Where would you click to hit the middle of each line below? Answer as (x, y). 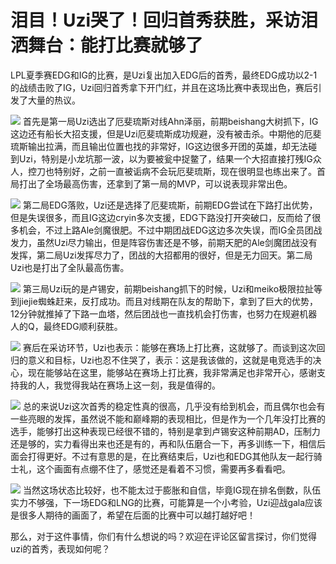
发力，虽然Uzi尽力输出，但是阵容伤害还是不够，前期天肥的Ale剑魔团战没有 (164, 242)
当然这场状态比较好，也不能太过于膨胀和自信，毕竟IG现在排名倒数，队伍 (172, 490)
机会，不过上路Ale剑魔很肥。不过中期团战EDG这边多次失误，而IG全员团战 (170, 230)
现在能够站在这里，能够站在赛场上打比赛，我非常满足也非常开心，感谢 (172, 372)
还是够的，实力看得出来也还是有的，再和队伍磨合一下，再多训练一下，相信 (163, 443)
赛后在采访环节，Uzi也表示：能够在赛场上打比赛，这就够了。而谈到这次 (169, 347)
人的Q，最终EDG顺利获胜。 (66, 326)
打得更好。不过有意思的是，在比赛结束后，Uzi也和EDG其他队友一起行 (170, 456)
